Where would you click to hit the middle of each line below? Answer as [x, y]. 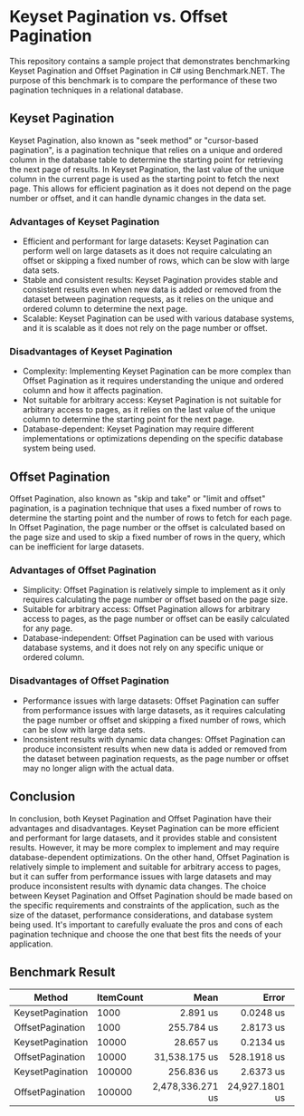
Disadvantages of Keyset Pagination [91, 351]
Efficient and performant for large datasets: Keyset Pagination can [146, 241]
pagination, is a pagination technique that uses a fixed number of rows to [146, 509]
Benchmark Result [62, 972]
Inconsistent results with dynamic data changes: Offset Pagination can [154, 739]
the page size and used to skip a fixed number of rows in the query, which [147, 538]
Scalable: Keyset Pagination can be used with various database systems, [158, 318]
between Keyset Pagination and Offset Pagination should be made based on [151, 896]
